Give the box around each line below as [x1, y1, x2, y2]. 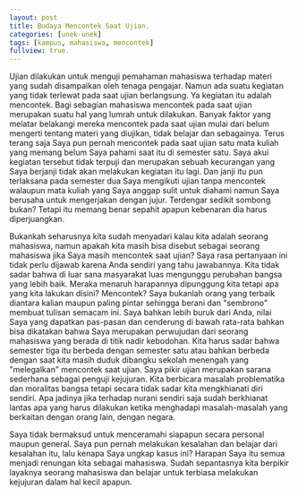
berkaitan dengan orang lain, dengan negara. [9, 412, 176, 423]
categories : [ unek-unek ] [9, 30, 102, 38]
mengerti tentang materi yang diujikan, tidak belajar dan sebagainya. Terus [9, 128, 285, 139]
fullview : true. [9, 47, 70, 56]
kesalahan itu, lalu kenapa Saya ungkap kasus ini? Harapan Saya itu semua [9, 449, 285, 459]
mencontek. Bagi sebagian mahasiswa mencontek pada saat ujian [9, 99, 252, 110]
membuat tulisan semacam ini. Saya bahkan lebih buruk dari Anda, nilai [9, 307, 272, 318]
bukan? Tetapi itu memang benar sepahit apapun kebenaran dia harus [9, 204, 268, 215]
